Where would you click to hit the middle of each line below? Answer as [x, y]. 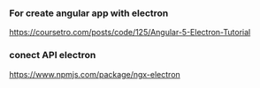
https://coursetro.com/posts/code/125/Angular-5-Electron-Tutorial [130, 33]
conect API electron [53, 55]
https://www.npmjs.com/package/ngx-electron [95, 74]
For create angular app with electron [89, 13]
